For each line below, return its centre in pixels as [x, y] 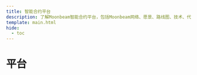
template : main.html [31, 22]
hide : [13, 28]
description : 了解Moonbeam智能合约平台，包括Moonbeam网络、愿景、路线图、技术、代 [99, 17]
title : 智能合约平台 [28, 11]
